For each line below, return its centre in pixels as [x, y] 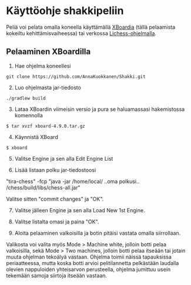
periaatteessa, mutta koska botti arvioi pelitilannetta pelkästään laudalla [93, 263]
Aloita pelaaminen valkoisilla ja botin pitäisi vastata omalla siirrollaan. [98, 233]
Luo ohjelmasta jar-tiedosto [48, 87]
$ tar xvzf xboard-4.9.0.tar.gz [46, 126]
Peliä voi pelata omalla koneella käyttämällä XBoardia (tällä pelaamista [91, 27]
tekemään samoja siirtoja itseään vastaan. [57, 275]
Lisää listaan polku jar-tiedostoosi [55, 170]
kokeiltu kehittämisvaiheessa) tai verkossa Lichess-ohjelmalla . [81, 33]
